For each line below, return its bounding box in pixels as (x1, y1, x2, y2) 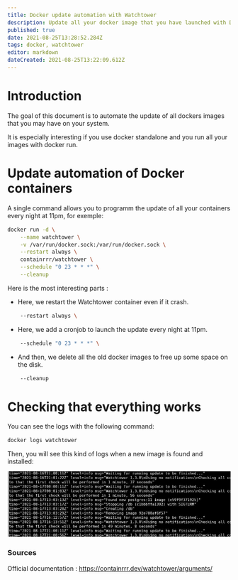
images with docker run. (7, 140, 78, 149)
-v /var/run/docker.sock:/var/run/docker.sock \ (20, 241, 166, 248)
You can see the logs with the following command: (7, 422, 154, 431)
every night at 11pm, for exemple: (7, 211, 104, 220)
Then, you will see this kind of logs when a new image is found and (7, 450, 203, 458)
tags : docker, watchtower (7, 41, 84, 49)
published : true (7, 26, 55, 33)
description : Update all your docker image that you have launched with (7, 18, 227, 26)
